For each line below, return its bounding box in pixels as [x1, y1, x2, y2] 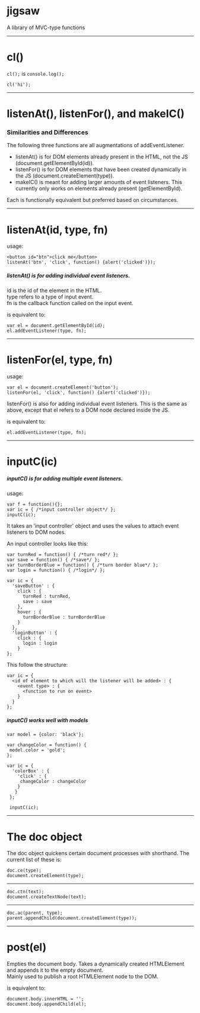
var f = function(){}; [7, 502, 63, 508]
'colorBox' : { [12, 768, 50, 774]
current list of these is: [7, 856, 62, 863]
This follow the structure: [7, 661, 68, 669]
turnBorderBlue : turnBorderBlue [22, 614, 106, 620]
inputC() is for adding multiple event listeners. [7, 475, 123, 482]
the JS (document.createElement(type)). [15, 172, 115, 179]
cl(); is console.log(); [7, 70, 65, 77]
